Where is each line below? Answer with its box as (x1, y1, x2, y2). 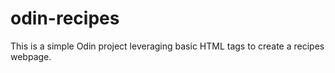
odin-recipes (10, 7, 120, 30)
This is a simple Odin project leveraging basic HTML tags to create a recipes (10, 40, 325, 52)
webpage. (10, 50, 52, 62)
